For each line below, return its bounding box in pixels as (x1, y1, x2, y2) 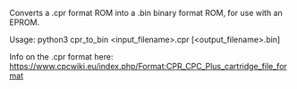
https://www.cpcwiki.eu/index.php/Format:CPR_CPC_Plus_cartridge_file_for (9, 61, 288, 71)
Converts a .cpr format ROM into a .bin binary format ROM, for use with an (9, 8, 284, 18)
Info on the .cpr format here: (9, 52, 114, 61)
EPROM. (9, 17, 40, 28)
